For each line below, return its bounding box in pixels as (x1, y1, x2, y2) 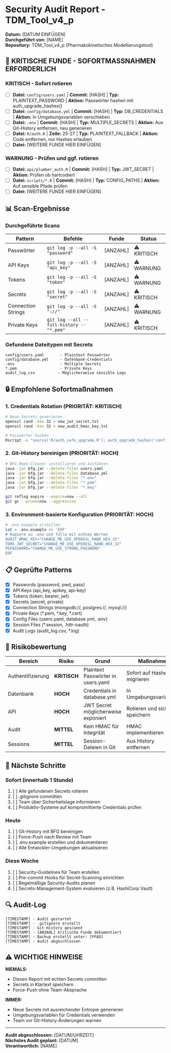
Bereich (19, 658, 38, 665)
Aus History (126, 737, 155, 745)
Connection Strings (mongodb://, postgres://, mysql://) (12, 605, 127, 611)
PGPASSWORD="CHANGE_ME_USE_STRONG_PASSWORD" (5, 546, 101, 551)
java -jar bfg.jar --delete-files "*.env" (5, 475, 97, 480)
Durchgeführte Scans (5, 222, 60, 229)
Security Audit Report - (5, 4, 106, 15)
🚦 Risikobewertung (5, 642, 67, 651)
